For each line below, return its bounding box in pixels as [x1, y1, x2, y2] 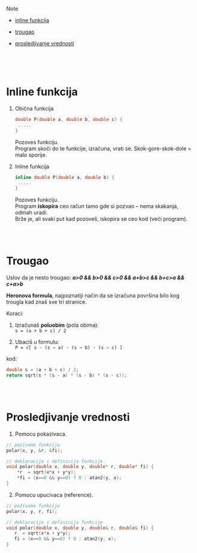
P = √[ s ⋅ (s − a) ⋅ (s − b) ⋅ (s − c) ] [14, 345, 123, 351]
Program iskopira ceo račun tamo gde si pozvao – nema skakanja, [14, 203, 178, 210]
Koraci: [6, 310, 24, 317]
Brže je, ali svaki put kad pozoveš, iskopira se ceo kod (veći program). [14, 215, 188, 223]
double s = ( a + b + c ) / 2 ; [6, 367, 79, 373]
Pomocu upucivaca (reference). [14, 491, 93, 499]
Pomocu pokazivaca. [14, 430, 67, 437]
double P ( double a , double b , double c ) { [14, 116, 123, 122]
